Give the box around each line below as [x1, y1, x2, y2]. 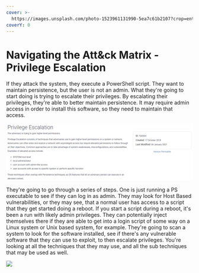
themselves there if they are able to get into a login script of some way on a [6, 217, 191, 225]
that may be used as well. [6, 249, 69, 256]
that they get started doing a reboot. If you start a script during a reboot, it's [6, 204, 191, 212]
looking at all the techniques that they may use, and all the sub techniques [6, 242, 187, 249]
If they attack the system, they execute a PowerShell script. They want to [6, 80, 185, 87]
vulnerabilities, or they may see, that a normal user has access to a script [6, 199, 185, 206]
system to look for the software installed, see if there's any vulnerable [6, 230, 176, 237]
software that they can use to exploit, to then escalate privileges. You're [6, 236, 182, 243]
